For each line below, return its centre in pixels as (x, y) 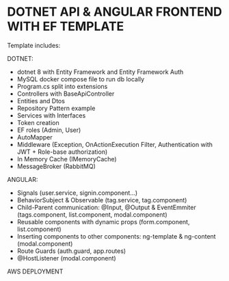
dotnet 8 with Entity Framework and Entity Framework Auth (100, 72)
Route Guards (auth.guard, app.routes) (71, 251)
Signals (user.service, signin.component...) (77, 193)
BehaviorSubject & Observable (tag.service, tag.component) (102, 200)
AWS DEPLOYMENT (35, 271)
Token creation (38, 122)
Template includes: (34, 45)
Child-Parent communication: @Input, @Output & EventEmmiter (106, 207)
